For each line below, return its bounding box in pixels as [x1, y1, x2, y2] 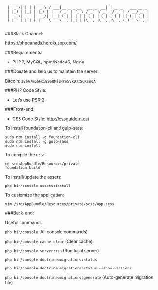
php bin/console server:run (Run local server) [5, 248, 99, 253]
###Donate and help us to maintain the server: [5, 68, 99, 74]
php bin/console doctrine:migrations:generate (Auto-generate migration [5, 274, 154, 280]
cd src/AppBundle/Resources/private [5, 161, 79, 166]
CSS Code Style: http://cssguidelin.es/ [12, 116, 90, 122]
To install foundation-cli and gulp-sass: [5, 125, 84, 131]
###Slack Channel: [5, 31, 43, 36]
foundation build [5, 166, 40, 170]
